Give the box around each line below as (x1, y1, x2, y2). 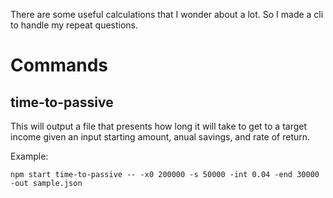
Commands (10, 54, 109, 77)
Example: (10, 150, 49, 162)
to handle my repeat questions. (10, 19, 139, 31)
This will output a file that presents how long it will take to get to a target (10, 120, 308, 132)
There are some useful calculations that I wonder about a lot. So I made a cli (10, 9, 324, 20)
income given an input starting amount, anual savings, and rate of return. (10, 131, 311, 143)
